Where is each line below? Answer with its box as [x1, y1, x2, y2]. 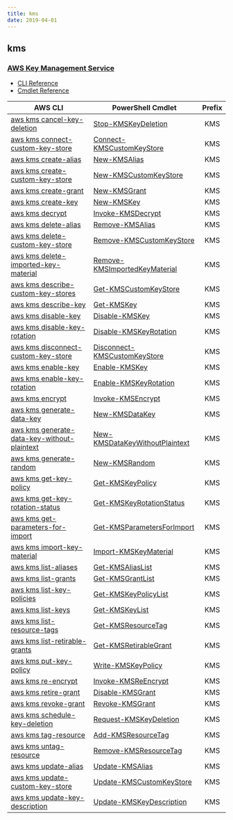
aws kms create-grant [10, 186, 85, 195]
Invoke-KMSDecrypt [93, 209, 162, 218]
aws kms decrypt [10, 209, 67, 218]
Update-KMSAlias [93, 762, 153, 771]
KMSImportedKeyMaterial [93, 264, 178, 274]
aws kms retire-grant [10, 688, 80, 698]
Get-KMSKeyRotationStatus [93, 498, 185, 508]
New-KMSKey [93, 198, 141, 207]
